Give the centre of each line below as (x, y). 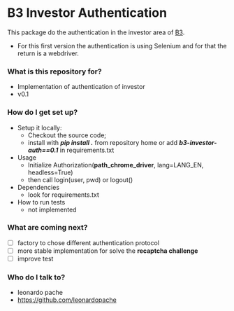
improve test (35, 258)
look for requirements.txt (64, 195)
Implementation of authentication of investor (81, 87)
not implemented (52, 209)
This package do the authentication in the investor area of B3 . (96, 32)
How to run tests (41, 202)
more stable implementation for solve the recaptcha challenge (108, 251)
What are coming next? (47, 228)
